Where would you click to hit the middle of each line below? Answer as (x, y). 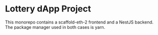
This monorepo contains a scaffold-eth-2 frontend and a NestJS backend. (79, 22)
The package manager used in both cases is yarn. (55, 27)
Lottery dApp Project (48, 9)
